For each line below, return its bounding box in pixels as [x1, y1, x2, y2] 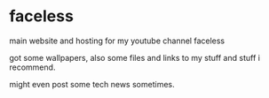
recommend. [9, 62, 56, 72]
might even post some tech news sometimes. [9, 79, 175, 89]
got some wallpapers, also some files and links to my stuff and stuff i [9, 52, 260, 63]
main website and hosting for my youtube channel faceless [9, 35, 225, 46]
